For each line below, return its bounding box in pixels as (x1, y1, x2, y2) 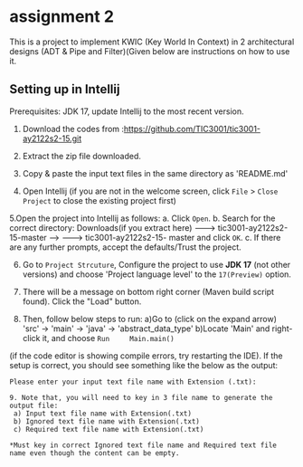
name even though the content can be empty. (9, 448, 180, 458)
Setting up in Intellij (9, 81, 120, 97)
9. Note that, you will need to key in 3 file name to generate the (9, 393, 273, 402)
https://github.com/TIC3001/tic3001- (123, 123, 260, 134)
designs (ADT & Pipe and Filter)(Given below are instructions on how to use (9, 45, 290, 56)
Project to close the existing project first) (22, 195, 176, 205)
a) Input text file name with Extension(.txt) (13, 409, 193, 418)
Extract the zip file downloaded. (22, 150, 142, 161)
